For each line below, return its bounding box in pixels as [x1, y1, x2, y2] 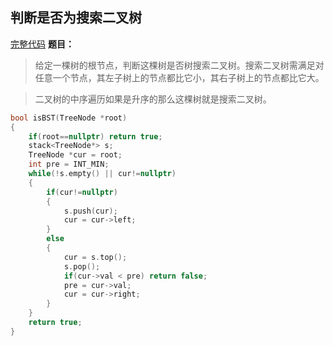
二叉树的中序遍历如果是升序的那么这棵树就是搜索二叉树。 [34, 93, 272, 105]
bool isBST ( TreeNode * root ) [10, 113, 128, 123]
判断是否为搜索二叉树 [10, 9, 142, 27]
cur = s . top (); [63, 252, 128, 262]
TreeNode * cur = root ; [28, 150, 123, 160]
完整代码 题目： [10, 38, 75, 50]
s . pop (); [63, 261, 101, 272]
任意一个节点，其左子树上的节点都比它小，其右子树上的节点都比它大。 [34, 71, 325, 83]
